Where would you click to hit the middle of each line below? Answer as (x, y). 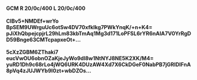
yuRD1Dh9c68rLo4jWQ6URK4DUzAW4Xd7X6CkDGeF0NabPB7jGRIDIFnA (98, 65)
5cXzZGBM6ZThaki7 (32, 52)
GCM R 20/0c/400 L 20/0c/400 (46, 8)
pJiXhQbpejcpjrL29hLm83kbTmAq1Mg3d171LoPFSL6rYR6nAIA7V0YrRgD (99, 34)
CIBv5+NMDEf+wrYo (32, 21)
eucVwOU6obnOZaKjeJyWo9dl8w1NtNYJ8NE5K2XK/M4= (80, 58)
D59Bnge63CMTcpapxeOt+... (44, 40)
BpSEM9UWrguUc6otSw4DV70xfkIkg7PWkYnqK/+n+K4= (79, 27)
